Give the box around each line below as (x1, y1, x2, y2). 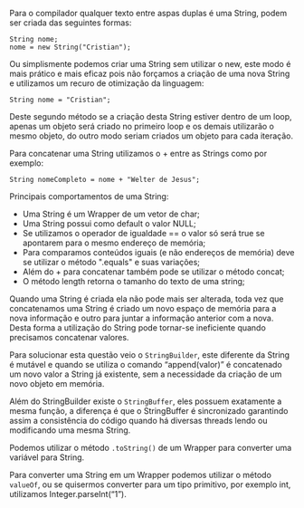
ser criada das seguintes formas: (9, 17, 132, 28)
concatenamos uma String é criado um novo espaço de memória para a (9, 303, 277, 313)
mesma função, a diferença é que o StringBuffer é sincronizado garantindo (9, 406, 289, 416)
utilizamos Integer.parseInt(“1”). (9, 489, 127, 499)
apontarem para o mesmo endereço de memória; (22, 237, 206, 248)
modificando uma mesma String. (9, 425, 131, 436)
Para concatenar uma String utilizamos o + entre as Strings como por (9, 149, 268, 158)
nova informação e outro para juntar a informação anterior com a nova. (9, 312, 274, 323)
